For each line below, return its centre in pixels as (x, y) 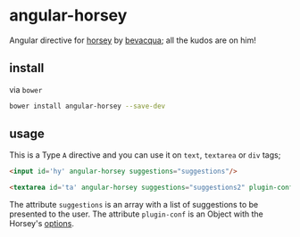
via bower (26, 89)
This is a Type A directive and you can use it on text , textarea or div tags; (145, 155)
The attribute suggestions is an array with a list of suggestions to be (134, 205)
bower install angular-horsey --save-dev (87, 106)
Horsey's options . (42, 224)
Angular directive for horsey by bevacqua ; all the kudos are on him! (133, 40)
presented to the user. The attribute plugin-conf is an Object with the (136, 214)
